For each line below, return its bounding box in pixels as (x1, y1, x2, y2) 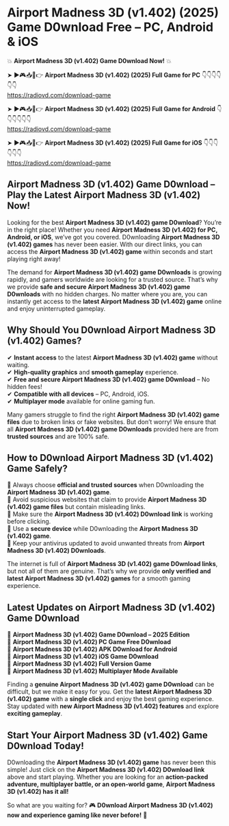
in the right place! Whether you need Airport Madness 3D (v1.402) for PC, (7, 225, 218, 234)
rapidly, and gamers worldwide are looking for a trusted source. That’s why (7, 275, 219, 283)
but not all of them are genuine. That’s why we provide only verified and (7, 567, 211, 576)
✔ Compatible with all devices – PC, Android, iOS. (7, 390, 150, 398)
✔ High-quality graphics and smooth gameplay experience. (7, 368, 179, 376)
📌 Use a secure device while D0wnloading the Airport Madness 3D (7, 525, 198, 533)
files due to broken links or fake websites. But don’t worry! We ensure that (7, 417, 217, 426)
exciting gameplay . (7, 709, 63, 718)
